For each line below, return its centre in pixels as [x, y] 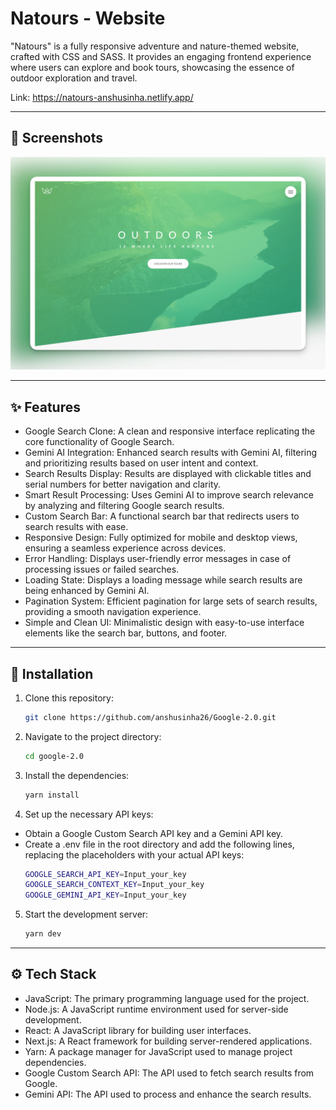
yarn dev [43, 934]
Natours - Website [88, 18]
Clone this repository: [69, 698]
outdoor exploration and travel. [74, 78]
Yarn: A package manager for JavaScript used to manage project [158, 1051]
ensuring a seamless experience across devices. [125, 548]
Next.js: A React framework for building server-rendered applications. [168, 1041]
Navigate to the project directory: [93, 736]
